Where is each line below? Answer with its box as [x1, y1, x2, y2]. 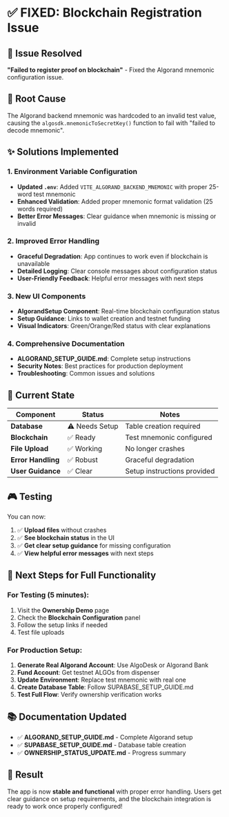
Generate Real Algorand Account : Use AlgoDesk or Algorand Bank [17, 661, 209, 669]
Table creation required [125, 421, 201, 431]
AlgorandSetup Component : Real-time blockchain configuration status [17, 307, 220, 316]
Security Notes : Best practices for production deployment [17, 362, 183, 370]
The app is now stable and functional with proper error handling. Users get [7, 787, 222, 796]
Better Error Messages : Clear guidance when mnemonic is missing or [17, 212, 217, 220]
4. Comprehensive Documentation [7, 339, 126, 349]
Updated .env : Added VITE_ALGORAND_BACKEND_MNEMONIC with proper [17, 182, 208, 191]
